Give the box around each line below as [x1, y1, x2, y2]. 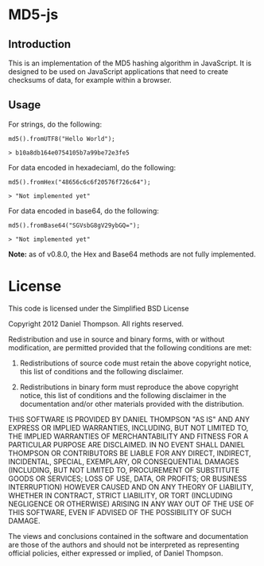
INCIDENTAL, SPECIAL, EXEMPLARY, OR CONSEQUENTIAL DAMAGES [8, 456, 239, 466]
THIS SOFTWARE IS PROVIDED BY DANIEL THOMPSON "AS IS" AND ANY [8, 414, 250, 424]
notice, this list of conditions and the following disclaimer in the [19, 390, 227, 400]
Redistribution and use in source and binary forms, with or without [8, 334, 225, 344]
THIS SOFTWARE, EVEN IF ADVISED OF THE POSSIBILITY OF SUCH [8, 507, 232, 517]
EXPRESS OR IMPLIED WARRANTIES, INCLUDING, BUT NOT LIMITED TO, [8, 423, 249, 432]
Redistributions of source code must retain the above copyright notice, [19, 358, 252, 368]
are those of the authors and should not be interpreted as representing [8, 540, 240, 549]
